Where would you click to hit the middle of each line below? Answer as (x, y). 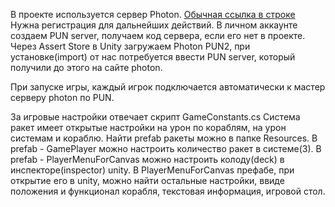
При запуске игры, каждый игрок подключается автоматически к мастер (168, 87)
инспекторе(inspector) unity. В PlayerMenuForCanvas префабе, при (152, 170)
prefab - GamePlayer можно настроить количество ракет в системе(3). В (166, 148)
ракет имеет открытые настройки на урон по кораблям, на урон (148, 127)
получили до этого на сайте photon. (86, 67)
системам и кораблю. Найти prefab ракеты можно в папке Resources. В (164, 138)
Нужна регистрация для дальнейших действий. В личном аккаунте (154, 25)
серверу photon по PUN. (62, 97)
